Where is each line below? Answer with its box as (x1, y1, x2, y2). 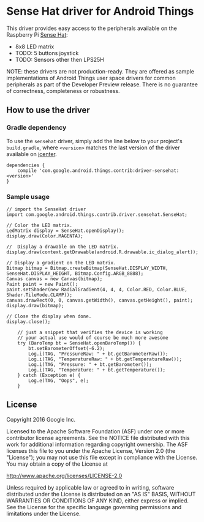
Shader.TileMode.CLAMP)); (6, 292, 72, 298)
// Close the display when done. (6, 313, 92, 319)
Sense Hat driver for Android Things (6, 4, 194, 18)
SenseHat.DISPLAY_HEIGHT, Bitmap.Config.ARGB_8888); (6, 270, 144, 277)
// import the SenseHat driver (6, 206, 86, 212)
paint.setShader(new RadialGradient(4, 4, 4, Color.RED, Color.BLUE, (6, 286, 188, 293)
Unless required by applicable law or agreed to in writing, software (6, 483, 175, 491)
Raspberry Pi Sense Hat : (6, 31, 69, 38)
